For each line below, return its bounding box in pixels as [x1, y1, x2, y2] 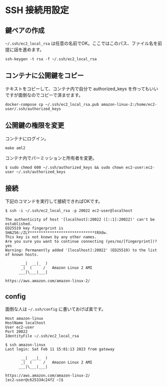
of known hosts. [5, 252, 39, 257]
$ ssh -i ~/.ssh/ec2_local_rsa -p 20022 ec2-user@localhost [5, 209, 133, 214]
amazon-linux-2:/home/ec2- [101, 102, 157, 107]
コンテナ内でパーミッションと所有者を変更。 [5, 155, 97, 161]
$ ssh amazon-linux [5, 342, 46, 347]
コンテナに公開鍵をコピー [5, 71, 84, 80]
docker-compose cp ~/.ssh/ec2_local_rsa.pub [5, 102, 99, 107]
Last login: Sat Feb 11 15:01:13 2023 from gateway [5, 347, 115, 352]
